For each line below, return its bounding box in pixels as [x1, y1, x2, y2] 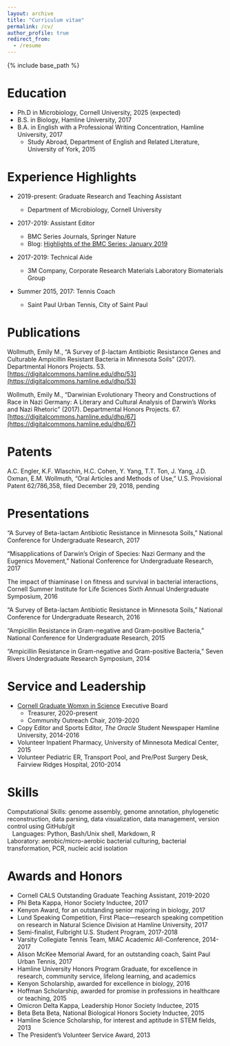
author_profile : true [7, 29, 70, 37]
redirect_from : [7, 36, 51, 43]
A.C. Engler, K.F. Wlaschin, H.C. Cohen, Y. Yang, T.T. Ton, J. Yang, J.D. [7, 467, 207, 475]
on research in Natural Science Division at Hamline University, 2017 [17, 920, 208, 928]
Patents [7, 444, 52, 460]
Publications [7, 325, 81, 341]
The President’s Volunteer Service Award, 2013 [17, 1031, 151, 1039]
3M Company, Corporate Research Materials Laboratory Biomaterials [27, 266, 224, 274]
